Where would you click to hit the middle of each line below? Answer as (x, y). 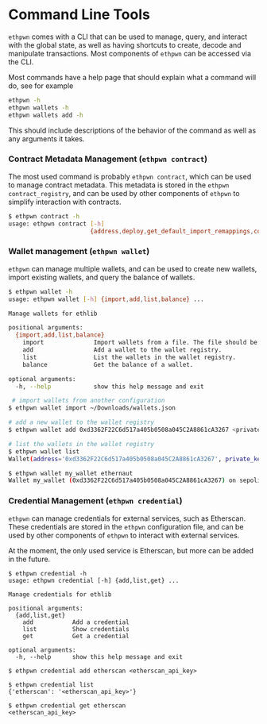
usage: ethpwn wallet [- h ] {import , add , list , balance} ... (106, 299)
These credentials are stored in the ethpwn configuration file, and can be (126, 526)
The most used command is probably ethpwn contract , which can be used (130, 176)
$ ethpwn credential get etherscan (67, 705)
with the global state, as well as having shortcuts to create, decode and (125, 44)
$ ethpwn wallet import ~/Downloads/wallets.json (92, 408)
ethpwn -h (25, 100)
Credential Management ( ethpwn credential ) (95, 501)
